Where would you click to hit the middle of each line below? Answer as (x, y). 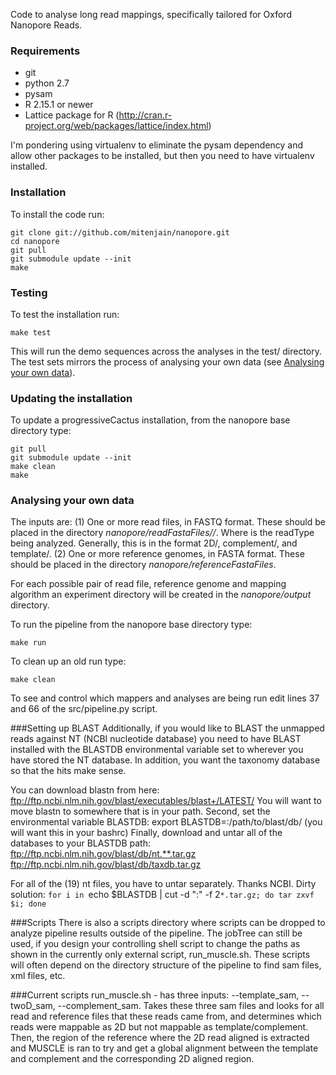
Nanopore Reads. (46, 25)
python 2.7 (47, 83)
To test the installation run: (65, 314)
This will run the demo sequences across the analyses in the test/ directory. (166, 351)
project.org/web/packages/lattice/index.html (116, 126)
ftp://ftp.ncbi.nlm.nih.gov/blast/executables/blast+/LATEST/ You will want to (166, 801)
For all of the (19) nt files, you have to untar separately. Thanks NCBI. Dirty (163, 884)
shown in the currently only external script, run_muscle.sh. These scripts (160, 955)
